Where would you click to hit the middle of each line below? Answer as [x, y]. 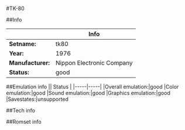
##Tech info [20, 110]
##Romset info [24, 122]
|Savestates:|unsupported [37, 99]
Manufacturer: [30, 63]
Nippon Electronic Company [94, 63]
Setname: [23, 44]
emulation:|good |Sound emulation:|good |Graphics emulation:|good [88, 93]
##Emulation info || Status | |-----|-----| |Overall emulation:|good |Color [92, 87]
